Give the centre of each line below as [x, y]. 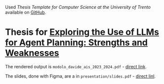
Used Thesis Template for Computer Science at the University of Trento [78, 7]
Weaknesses [32, 53]
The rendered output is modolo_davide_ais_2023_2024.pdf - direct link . [76, 66]
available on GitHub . [26, 12]
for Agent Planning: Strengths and [76, 42]
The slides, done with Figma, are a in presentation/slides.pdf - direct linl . [81, 76]
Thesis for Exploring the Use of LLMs [82, 32]
